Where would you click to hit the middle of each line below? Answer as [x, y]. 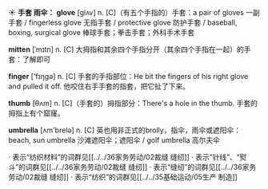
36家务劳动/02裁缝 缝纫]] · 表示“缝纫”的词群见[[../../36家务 [160, 167]
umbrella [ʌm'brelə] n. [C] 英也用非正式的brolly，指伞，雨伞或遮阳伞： [125, 130]
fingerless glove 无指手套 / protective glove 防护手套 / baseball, [133, 22]
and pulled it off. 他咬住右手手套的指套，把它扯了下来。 [99, 86]
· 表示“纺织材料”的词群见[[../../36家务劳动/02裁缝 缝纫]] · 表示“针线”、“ [124, 157]
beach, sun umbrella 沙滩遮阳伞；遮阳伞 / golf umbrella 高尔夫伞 [114, 140]
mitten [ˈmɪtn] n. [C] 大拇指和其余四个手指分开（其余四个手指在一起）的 [126, 49]
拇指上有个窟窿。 [36, 113]
